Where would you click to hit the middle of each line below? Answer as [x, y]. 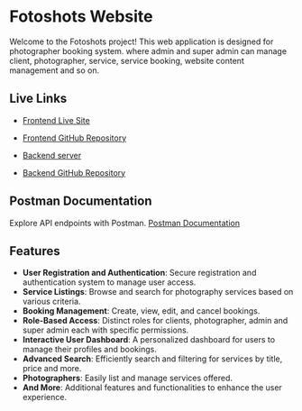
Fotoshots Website [81, 17]
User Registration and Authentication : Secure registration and [139, 273]
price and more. [52, 369]
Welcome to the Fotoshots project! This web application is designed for [142, 41]
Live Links [38, 99]
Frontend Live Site [56, 120]
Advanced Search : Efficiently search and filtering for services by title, [152, 359]
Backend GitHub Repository [74, 172]
